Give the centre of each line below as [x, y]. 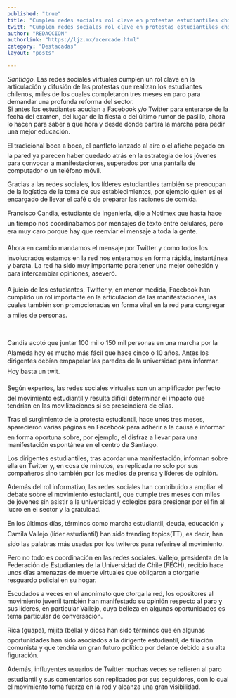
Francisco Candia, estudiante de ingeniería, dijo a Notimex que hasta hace [115, 213]
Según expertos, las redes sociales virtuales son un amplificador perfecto [114, 388]
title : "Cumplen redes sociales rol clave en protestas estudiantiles [113, 20]
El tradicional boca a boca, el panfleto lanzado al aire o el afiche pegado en [116, 146]
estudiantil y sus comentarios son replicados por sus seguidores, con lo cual [118, 679]
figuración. [23, 655]
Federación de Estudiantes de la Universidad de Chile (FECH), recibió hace [116, 565]
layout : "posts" [31, 53]
